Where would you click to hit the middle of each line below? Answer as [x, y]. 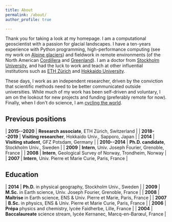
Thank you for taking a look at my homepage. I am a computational [76, 38]
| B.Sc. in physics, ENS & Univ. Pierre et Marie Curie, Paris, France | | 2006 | [86, 203]
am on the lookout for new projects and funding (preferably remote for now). [86, 97]
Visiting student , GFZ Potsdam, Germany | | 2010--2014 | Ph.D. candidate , [85, 142]
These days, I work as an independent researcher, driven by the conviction [84, 81]
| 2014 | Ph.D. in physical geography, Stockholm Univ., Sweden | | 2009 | [83, 187]
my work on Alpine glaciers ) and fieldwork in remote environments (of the [83, 55]
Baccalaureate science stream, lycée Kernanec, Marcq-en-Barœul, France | [86, 214]
